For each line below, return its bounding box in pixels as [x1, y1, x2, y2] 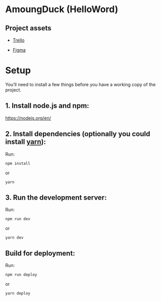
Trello [12, 37, 25, 43]
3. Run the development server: [5, 193, 107, 202]
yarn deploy [5, 291, 30, 296]
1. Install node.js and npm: [5, 101, 90, 110]
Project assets [5, 24, 52, 32]
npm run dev [5, 216, 30, 221]
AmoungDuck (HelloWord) [5, 4, 118, 15]
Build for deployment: [5, 249, 75, 257]
